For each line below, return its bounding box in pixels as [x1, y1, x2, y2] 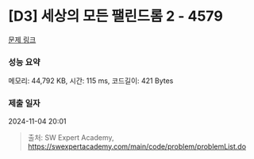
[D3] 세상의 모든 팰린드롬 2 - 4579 [8, 7, 224, 25]
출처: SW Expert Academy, [27, 132, 114, 142]
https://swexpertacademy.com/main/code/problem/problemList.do [27, 142, 247, 151]
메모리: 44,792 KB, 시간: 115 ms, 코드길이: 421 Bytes [8, 76, 174, 85]
